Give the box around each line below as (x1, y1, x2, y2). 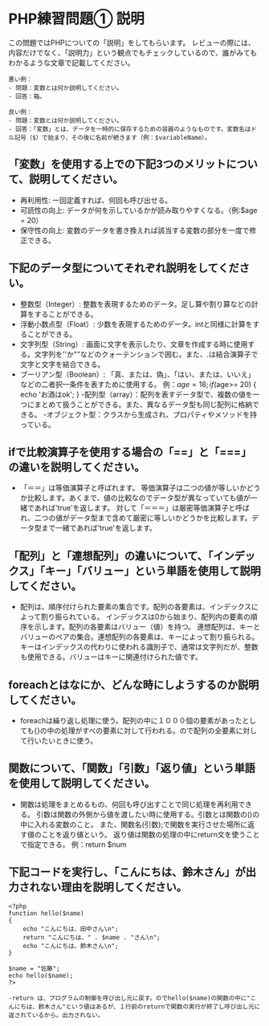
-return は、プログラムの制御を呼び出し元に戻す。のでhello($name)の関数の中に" (8, 994, 251, 1002)
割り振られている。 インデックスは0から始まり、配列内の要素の (40, 612, 251, 621)
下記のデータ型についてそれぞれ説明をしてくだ (8, 261, 239, 275)
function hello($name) (8, 909, 84, 918)
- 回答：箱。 (8, 92, 46, 100)
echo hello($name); (8, 971, 74, 979)
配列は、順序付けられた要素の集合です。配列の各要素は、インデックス (19, 602, 251, 612)
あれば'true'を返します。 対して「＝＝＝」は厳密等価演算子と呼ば (34, 503, 251, 513)
